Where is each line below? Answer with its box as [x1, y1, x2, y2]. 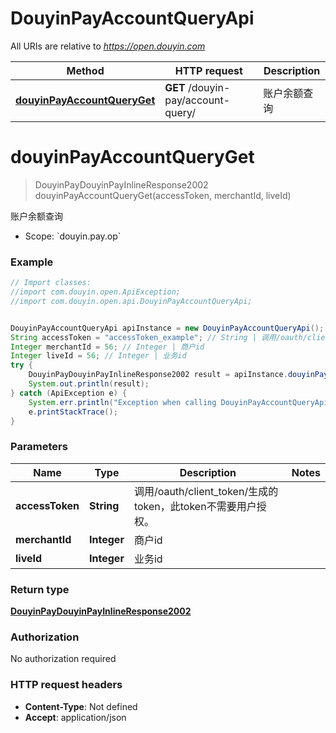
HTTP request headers [10, 678, 123, 692]
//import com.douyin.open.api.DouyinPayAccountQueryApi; [10, 296, 253, 306]
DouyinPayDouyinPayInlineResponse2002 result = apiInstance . [28, 370, 288, 380]
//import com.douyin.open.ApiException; [10, 287, 182, 297]
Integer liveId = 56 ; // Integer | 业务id [10, 351, 187, 361]
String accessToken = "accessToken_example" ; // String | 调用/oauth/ [10, 332, 308, 342]
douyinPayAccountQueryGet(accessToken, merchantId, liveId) [34, 189, 292, 201]
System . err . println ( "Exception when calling [28, 397, 217, 407]
